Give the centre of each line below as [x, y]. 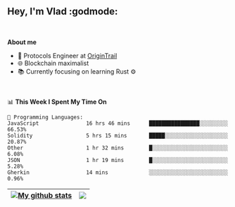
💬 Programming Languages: [45, 117]
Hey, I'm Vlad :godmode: [63, 12]
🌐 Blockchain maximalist [53, 63]
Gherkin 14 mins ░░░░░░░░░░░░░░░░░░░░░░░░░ [118, 172]
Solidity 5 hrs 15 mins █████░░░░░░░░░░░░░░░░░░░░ [118, 135]
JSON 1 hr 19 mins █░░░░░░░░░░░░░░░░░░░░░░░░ [118, 160]
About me [22, 42]
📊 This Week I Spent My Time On [57, 102]
